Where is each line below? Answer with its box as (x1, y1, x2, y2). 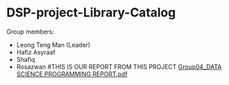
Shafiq (16, 55, 36, 63)
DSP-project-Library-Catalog (6, 5, 176, 21)
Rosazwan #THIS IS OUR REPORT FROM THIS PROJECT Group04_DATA (16, 62, 222, 71)
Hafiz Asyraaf (16, 48, 56, 56)
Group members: (6, 27, 54, 36)
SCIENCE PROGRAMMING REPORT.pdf (16, 70, 128, 78)
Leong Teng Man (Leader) (16, 40, 91, 49)
